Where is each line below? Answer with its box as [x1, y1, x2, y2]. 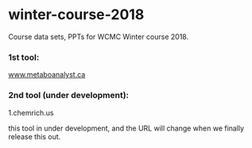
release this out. [8, 131, 61, 141]
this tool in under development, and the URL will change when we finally [8, 123, 245, 133]
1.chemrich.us [8, 107, 54, 117]
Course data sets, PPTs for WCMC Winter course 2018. [8, 32, 189, 41]
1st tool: [8, 52, 40, 63]
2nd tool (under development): [8, 90, 130, 101]
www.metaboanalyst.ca [8, 70, 86, 80]
